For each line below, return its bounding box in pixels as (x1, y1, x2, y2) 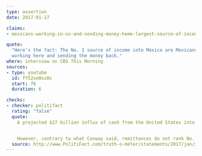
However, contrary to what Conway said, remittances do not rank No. (17, 136, 195, 142)
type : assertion (6, 8, 47, 15)
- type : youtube (6, 70, 47, 76)
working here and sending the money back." (11, 53, 122, 59)
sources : (6, 64, 28, 70)
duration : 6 (11, 86, 42, 92)
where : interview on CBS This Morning (6, 58, 103, 64)
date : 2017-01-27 (6, 14, 50, 20)
